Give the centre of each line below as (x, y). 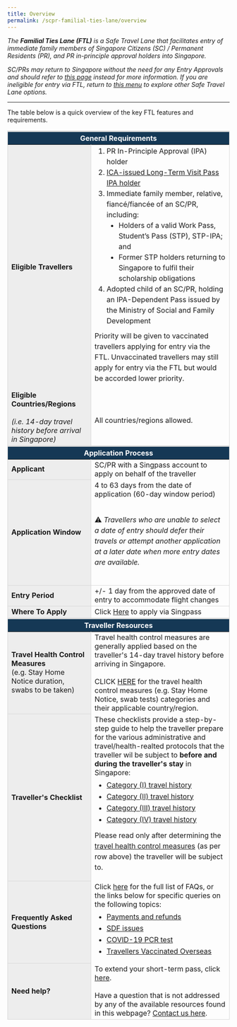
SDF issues (125, 928)
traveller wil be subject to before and (156, 755)
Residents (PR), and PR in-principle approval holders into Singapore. (107, 56)
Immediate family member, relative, (165, 193)
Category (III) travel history (151, 808)
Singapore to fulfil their (157, 267)
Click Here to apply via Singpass (148, 611)
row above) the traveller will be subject (159, 857)
